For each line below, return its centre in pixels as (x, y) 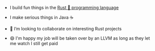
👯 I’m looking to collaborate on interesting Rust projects (65, 29)
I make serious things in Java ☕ (41, 17)
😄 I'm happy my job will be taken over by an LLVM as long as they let (80, 38)
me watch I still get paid (34, 43)
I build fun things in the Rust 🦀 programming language (64, 8)
